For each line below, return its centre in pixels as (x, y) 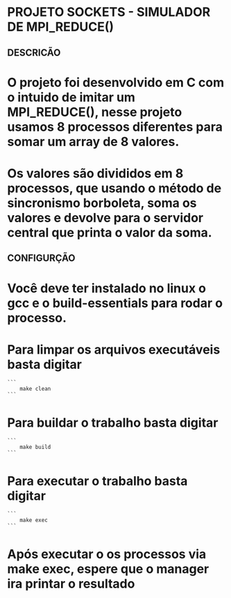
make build (35, 447)
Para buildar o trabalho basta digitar (113, 423)
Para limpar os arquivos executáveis (114, 349)
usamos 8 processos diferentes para (115, 127)
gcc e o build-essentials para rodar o (115, 303)
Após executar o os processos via (107, 554)
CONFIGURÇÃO (41, 258)
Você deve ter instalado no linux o (107, 288)
